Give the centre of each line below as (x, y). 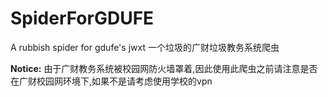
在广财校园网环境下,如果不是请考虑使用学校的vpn (111, 81)
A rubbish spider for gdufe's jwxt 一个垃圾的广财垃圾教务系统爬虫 (145, 47)
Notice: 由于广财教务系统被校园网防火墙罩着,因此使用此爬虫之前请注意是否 (164, 68)
